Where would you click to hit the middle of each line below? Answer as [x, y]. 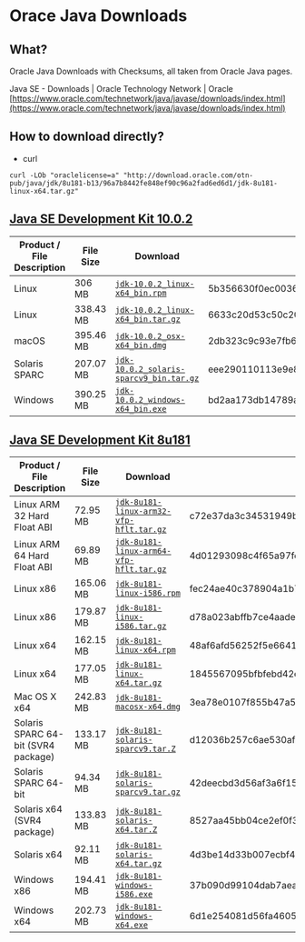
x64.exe [131, 925]
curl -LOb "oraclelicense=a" [64, 175]
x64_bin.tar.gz [148, 319]
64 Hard [32, 556]
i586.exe [134, 895]
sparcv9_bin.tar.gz [157, 378]
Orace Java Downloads [98, 16]
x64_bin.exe [141, 409]
